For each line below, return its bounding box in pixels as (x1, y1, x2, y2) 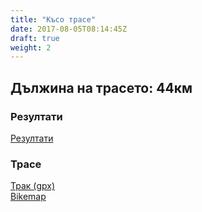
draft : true (10, 33, 60, 43)
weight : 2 (10, 42, 52, 53)
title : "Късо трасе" (10, 14, 97, 25)
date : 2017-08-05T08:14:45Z (10, 24, 128, 34)
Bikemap (10, 191, 47, 203)
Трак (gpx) (10, 180, 56, 192)
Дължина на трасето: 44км (10, 79, 193, 96)
